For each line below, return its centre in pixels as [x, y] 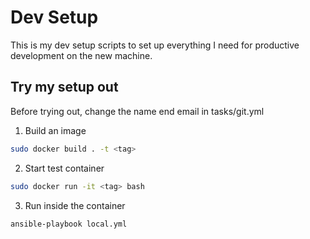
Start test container [64, 168]
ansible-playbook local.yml [69, 224]
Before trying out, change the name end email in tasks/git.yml [137, 111]
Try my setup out [64, 87]
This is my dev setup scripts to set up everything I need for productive [155, 45]
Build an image [55, 130]
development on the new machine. [81, 55]
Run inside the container [75, 205]
